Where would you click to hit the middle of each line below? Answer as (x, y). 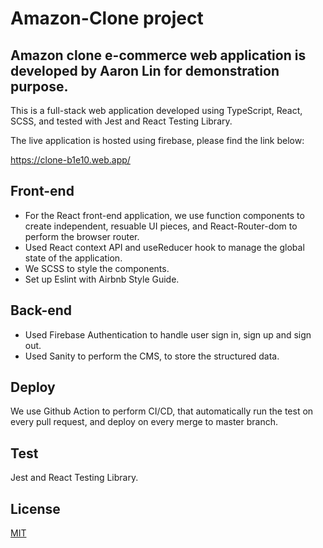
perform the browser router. (82, 236)
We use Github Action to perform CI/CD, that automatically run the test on (162, 411)
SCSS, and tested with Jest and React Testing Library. (121, 121)
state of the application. (73, 258)
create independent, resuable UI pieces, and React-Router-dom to (161, 226)
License (35, 508)
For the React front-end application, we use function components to (164, 215)
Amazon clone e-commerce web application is (158, 55)
